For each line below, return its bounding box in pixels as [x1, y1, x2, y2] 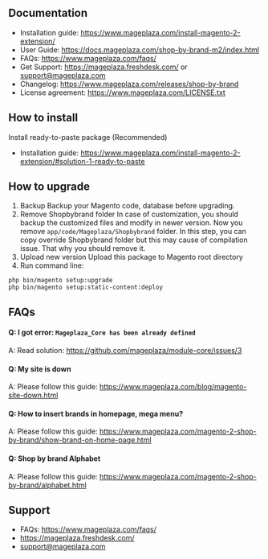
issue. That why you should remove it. [19, 244, 146, 253]
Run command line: [19, 261, 84, 270]
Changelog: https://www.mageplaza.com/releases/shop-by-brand [19, 79, 239, 88]
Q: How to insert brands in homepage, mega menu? [8, 409, 183, 418]
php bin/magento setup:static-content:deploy [8, 283, 163, 292]
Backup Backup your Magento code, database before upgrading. [19, 201, 235, 211]
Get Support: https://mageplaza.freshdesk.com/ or [19, 62, 188, 72]
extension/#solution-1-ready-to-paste [19, 156, 145, 166]
